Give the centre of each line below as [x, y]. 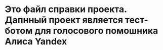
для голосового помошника [96, 31]
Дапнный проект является [64, 20]
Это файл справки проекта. [66, 9]
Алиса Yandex [36, 42]
